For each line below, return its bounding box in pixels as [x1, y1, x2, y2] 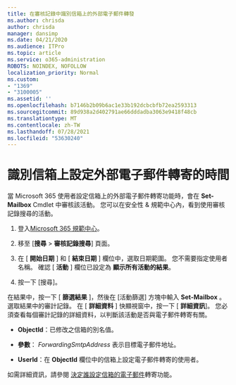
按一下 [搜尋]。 [17, 278, 61, 286]
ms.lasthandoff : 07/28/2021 [7, 128, 90, 135]
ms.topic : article [7, 50, 61, 57]
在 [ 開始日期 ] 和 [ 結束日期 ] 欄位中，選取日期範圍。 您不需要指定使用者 [17, 254, 228, 263]
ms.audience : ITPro [7, 43, 65, 50]
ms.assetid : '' [7, 96, 52, 103]
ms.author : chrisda [7, 17, 65, 24]
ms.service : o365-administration [7, 56, 106, 63]
